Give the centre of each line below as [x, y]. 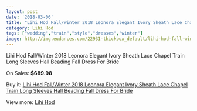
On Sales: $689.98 [29, 73]
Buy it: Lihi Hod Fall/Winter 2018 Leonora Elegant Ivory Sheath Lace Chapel [97, 85]
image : [14, 39]
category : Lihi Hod [30, 28]
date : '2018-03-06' [30, 17]
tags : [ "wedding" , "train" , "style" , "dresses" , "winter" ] [74, 33]
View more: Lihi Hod [30, 102]
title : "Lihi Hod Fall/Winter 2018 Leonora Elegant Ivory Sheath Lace [94, 22]
